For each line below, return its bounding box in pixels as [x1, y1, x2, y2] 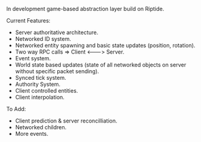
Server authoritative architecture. [15, 29, 99, 36]
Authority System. [15, 80, 61, 88]
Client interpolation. [15, 94, 65, 101]
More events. [15, 130, 49, 137]
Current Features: [6, 17, 51, 24]
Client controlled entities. [15, 87, 78, 94]
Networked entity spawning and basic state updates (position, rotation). [15, 42, 196, 49]
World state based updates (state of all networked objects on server [15, 61, 186, 68]
